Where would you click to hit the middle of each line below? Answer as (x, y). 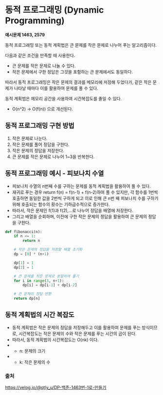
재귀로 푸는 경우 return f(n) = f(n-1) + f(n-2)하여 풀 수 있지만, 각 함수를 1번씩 (85, 192)
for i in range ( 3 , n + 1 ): (39, 281)
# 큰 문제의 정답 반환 (33, 294)
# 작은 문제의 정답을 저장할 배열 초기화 (48, 250)
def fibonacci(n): (24, 232)
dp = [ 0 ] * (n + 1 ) (31, 254)
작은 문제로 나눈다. (30, 138)
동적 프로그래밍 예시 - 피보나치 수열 (54, 173)
